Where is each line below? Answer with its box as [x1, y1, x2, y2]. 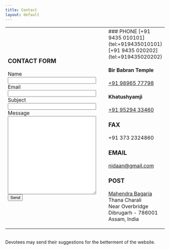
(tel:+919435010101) [108, 40, 162, 47]
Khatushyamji [108, 93, 143, 100]
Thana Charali [108, 196, 142, 203]
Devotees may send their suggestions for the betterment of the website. [5, 239, 155, 245]
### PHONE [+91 [108, 27, 151, 35]
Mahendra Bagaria [108, 190, 153, 197]
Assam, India [108, 215, 139, 223]
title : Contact [5, 7, 37, 13]
